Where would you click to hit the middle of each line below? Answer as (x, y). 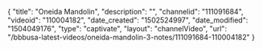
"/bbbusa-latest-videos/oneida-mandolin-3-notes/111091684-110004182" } (131, 37)
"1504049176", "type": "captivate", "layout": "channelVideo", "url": (117, 29)
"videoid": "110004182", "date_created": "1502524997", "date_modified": (128, 20)
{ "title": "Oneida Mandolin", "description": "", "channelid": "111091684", (125, 12)
